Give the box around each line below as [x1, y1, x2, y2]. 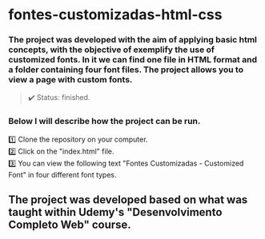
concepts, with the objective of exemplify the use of [8, 44, 215, 55]
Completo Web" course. [8, 218, 132, 232]
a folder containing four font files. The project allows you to [8, 64, 244, 75]
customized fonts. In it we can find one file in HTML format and [8, 54, 258, 66]
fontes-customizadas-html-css [8, 6, 223, 24]
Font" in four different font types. [8, 169, 118, 179]
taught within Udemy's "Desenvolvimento [8, 205, 223, 219]
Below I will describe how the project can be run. [8, 116, 201, 127]
